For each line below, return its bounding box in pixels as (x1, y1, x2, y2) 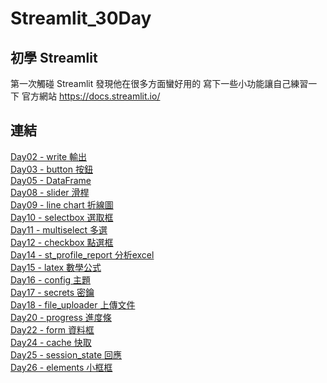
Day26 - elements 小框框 (10, 361, 113, 373)
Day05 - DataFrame (10, 174, 92, 186)
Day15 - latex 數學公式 (10, 261, 102, 273)
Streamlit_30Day (10, 7, 152, 30)
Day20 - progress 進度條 (10, 311, 112, 323)
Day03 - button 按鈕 (10, 163, 93, 175)
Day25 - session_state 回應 (10, 348, 123, 361)
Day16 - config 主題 (10, 273, 92, 286)
